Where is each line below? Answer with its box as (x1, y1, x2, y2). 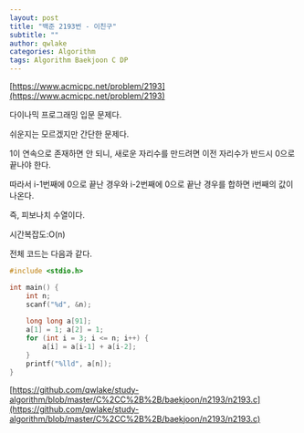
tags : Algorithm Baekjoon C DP (9, 56, 129, 65)
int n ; (26, 291, 51, 301)
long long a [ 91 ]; (26, 316, 92, 326)
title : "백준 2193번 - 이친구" (9, 22, 117, 31)
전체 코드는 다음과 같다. (9, 248, 93, 259)
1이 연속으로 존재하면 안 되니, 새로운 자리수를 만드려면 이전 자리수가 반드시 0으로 (9, 148, 295, 159)
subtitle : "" (9, 30, 59, 39)
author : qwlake (9, 38, 68, 48)
